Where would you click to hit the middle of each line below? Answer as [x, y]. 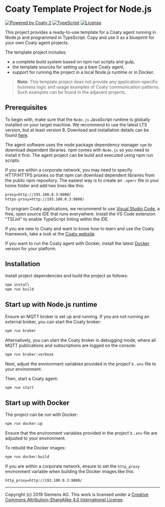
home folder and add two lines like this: [45, 185]
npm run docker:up [24, 424]
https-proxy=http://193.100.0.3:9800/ [45, 199]
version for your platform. [31, 248]
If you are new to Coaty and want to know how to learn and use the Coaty [80, 228]
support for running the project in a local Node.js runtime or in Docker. [83, 72]
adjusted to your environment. [36, 438]
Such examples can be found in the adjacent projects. [72, 92]
